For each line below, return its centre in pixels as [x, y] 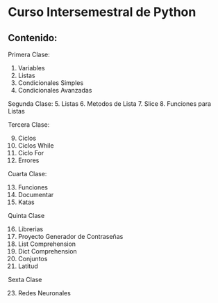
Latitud [28, 266]
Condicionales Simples [51, 83]
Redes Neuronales [44, 293]
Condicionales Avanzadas [55, 90]
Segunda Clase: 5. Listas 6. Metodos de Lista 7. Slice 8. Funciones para [109, 104]
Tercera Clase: [29, 125]
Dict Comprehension [47, 251]
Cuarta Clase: [27, 174]
